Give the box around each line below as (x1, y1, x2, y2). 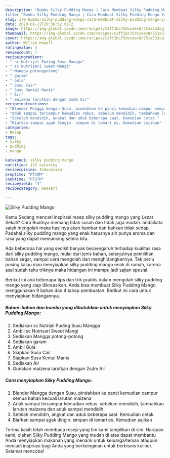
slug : (5, 17, 17, 22)
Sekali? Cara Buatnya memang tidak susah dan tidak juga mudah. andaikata (5, 220, 163, 225)
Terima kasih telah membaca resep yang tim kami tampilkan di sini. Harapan (5, 426, 164, 433)
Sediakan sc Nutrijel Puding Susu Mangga (12, 322, 100, 328)
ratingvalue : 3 (5, 45, 37, 50)
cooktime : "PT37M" (5, 177, 44, 182)
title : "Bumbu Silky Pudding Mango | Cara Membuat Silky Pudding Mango (5, 12, 159, 17)
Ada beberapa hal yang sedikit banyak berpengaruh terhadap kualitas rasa (5, 245, 161, 251)
